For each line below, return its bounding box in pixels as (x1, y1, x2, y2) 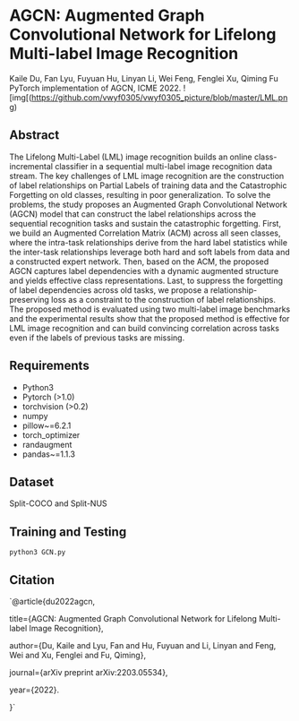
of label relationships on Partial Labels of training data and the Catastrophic (9, 180, 287, 191)
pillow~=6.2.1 (21, 420, 72, 431)
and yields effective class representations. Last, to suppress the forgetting (9, 275, 284, 286)
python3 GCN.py (9, 548, 66, 557)
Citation (9, 572, 56, 588)
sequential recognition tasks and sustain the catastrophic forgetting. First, (9, 218, 282, 228)
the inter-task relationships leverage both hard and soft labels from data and (9, 246, 291, 257)
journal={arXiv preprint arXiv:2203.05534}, (9, 667, 168, 677)
